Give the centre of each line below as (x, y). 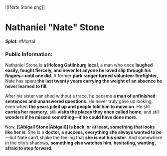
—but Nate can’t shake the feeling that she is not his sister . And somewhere (84, 137)
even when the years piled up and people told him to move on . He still (78, 106)
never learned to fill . (26, 86)
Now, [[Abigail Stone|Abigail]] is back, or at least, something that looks (80, 127)
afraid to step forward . (29, 148)
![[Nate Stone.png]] (25, 7)
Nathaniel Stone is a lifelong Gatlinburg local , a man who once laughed (79, 65)
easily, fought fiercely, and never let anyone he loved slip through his (78, 70)
